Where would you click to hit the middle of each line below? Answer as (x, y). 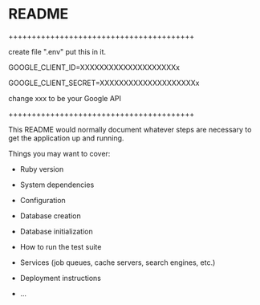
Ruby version (42, 169)
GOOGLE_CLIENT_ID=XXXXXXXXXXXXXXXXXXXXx (94, 67)
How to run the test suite (61, 246)
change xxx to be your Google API (65, 98)
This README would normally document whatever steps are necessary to (130, 129)
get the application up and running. (66, 138)
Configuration (43, 200)
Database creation (51, 216)
